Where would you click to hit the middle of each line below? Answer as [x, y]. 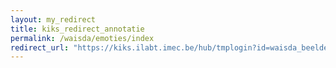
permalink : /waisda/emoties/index [82, 38]
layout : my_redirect [53, 19]
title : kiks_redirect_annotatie [77, 29]
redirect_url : [40, 47]
